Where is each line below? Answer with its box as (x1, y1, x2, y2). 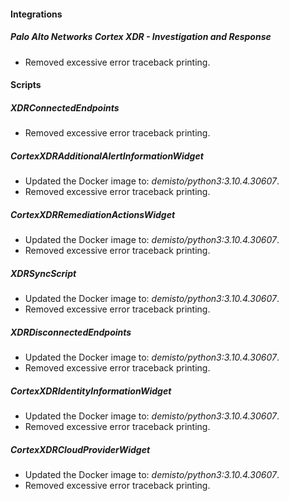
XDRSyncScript (10, 267, 77, 279)
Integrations (10, 8, 63, 20)
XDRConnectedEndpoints (10, 101, 120, 114)
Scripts (10, 79, 42, 91)
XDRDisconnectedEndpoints (10, 326, 132, 338)
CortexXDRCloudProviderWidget (10, 443, 151, 455)
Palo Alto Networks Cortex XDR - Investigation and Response (10, 31, 272, 43)
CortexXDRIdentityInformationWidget (10, 385, 172, 397)
